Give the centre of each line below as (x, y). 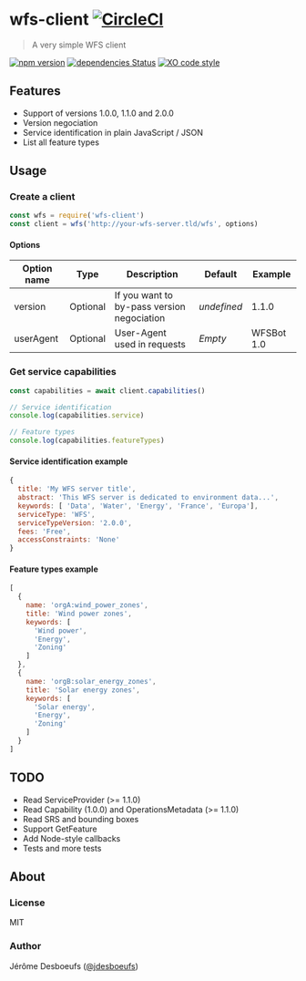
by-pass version (150, 307)
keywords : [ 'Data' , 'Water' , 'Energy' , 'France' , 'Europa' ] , (138, 506)
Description (152, 274)
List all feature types (61, 142)
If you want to (143, 295)
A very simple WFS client (79, 45)
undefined (221, 307)
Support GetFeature (60, 829)
